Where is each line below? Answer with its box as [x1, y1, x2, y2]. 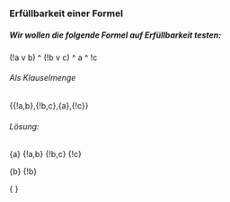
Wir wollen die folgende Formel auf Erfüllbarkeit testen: [9, 30, 222, 40]
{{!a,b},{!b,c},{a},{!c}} [9, 101, 89, 111]
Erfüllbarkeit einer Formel [9, 7, 124, 20]
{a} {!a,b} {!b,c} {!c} [9, 149, 83, 160]
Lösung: [9, 120, 40, 132]
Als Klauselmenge [9, 73, 76, 83]
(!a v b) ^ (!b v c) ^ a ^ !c [9, 52, 98, 63]
